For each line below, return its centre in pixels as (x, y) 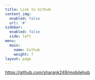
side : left (20, 37)
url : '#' (18, 23)
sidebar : (14, 27)
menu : (10, 41)
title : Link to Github (28, 9)
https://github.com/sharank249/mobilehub (47, 72)
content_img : (18, 14)
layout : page (18, 59)
